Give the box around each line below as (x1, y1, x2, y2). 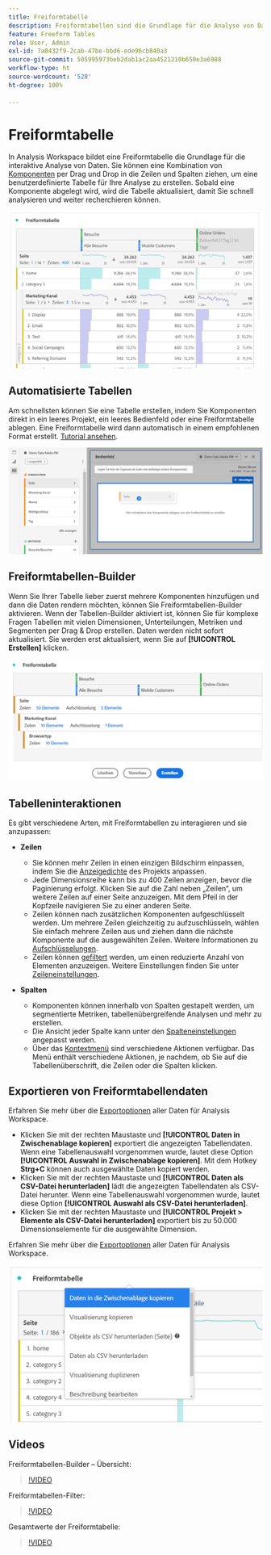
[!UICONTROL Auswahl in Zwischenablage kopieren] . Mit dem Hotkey (19, 1155, 257, 1166)
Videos (8, 1438, 45, 1452)
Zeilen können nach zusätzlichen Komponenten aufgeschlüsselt (31, 909, 244, 920)
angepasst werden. (31, 1035, 97, 1045)
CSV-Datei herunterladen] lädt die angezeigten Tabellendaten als (19, 1181, 240, 1191)
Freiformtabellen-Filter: (8, 1490, 85, 1500)
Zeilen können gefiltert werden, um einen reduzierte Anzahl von (31, 953, 244, 962)
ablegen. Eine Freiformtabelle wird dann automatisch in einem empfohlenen (8, 422, 260, 432)
